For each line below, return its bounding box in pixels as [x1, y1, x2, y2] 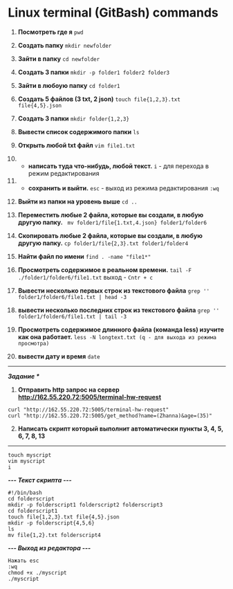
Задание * [8, 372, 40, 380]
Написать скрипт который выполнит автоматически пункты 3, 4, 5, [17, 424, 223, 433]
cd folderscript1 [8, 507, 58, 514]
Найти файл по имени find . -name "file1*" [17, 252, 151, 260]
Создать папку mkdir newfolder [17, 41, 112, 49]
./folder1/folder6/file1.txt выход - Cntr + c [17, 273, 153, 281]
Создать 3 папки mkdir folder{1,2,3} [17, 114, 130, 123]
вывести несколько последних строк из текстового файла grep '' [17, 306, 220, 314]
